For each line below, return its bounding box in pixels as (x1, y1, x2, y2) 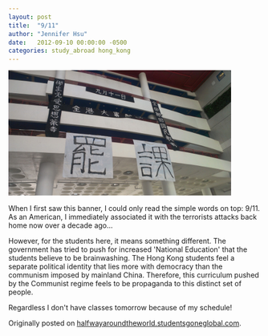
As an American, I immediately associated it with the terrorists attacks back (8, 213, 258, 222)
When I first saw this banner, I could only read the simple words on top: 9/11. (8, 204, 261, 213)
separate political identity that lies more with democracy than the (8, 261, 223, 272)
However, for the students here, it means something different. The (8, 237, 226, 246)
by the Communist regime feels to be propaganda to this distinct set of (8, 279, 242, 289)
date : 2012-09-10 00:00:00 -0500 (8, 38, 128, 47)
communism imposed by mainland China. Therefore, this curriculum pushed (8, 270, 259, 280)
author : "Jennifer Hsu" (8, 30, 88, 38)
